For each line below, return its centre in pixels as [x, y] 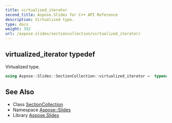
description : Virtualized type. [40, 19]
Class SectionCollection [38, 104]
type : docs [17, 24]
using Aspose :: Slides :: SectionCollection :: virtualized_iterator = [78, 76]
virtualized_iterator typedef [50, 54]
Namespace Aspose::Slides [42, 110]
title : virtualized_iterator [36, 10]
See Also [20, 92]
